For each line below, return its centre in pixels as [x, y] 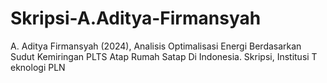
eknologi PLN [38, 67]
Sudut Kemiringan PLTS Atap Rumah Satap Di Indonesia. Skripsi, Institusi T [164, 56]
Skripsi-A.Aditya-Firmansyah [136, 18]
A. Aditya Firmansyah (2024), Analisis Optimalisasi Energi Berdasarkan [156, 46]
